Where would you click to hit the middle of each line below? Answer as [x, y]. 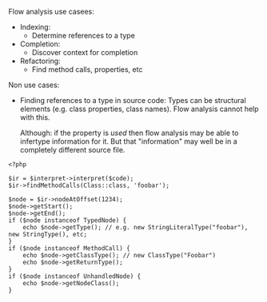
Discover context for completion [85, 52]
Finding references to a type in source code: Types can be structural [133, 100]
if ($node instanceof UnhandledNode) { [75, 276]
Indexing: [35, 27]
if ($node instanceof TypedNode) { [68, 221]
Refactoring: [40, 61]
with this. [35, 117]
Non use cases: [34, 85]
